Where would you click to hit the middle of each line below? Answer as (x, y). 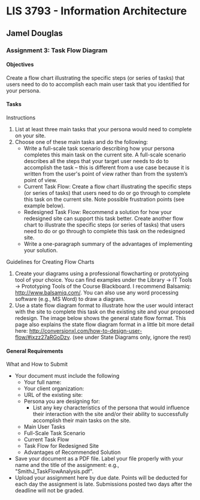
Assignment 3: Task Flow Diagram (57, 50)
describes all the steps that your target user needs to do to (96, 161)
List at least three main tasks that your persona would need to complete (103, 129)
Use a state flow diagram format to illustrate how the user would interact (104, 305)
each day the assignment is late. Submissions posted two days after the (104, 484)
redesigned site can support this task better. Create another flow (104, 218)
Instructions (21, 118)
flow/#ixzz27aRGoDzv (42, 337)
